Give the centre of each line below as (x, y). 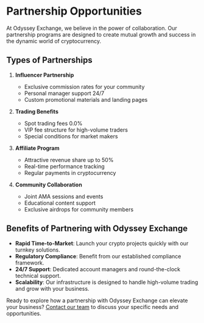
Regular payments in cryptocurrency (70, 172)
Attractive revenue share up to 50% (69, 160)
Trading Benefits (37, 112)
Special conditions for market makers (71, 136)
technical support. (38, 275)
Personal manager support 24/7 (64, 93)
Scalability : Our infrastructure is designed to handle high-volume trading (107, 282)
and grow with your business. (52, 288)
